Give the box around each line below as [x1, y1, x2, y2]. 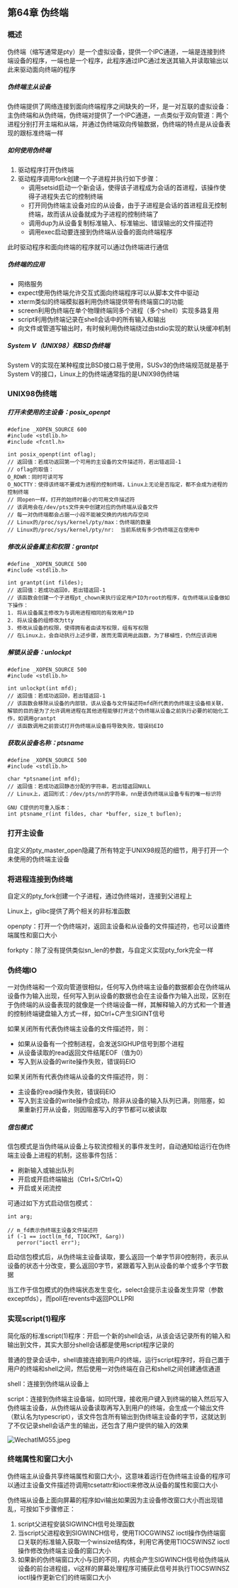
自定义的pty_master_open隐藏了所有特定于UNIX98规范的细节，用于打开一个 [7, 846, 229, 854]
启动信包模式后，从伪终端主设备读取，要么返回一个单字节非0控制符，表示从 [7, 1253, 229, 1261]
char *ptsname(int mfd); [7, 776, 81, 783]
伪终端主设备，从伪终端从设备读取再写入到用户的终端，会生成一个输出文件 [7, 1403, 225, 1412]
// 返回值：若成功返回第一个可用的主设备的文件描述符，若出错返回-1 [7, 459, 182, 466]
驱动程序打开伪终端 [17, 165, 74, 174]
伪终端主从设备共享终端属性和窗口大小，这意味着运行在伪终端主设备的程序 [7, 1472, 225, 1480]
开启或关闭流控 [17, 1184, 62, 1192]
